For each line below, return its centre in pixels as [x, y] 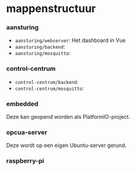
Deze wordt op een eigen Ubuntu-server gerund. [67, 145]
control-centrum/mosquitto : [49, 88]
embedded [22, 104]
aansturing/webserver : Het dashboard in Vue [70, 40]
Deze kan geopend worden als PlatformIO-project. [68, 117]
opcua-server [27, 132]
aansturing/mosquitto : [43, 53]
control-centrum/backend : [47, 82]
